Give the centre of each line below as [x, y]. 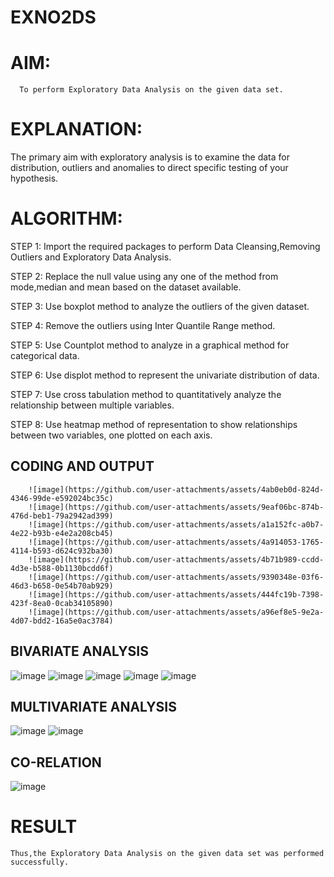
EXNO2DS [53, 17]
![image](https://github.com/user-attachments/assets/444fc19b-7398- [176, 594]
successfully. [40, 862]
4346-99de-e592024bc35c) [62, 498]
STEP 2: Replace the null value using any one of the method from [144, 276]
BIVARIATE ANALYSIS [79, 651]
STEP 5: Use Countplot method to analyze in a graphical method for [150, 345]
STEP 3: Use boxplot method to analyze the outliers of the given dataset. [160, 306]
